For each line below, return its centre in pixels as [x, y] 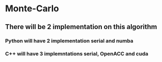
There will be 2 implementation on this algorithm [81, 27]
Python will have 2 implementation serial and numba [69, 41]
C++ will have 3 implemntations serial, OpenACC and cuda [77, 54]
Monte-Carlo [32, 9]
